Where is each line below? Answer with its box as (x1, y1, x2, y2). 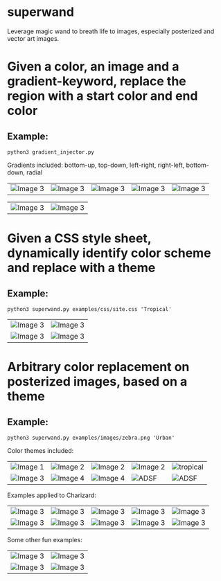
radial (26, 168, 43, 177)
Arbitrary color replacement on (7, 359, 190, 375)
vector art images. (7, 34, 60, 42)
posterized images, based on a (7, 374, 188, 390)
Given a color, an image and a (7, 59, 179, 75)
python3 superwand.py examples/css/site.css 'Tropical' (7, 305, 172, 312)
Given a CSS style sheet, (7, 231, 152, 247)
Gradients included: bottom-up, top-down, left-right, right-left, (7, 161, 185, 169)
